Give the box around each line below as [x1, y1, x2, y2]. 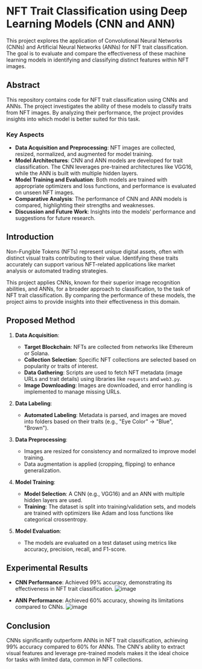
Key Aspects [6, 130, 45, 139]
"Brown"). [24, 424, 49, 432]
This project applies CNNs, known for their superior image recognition [6, 278, 181, 286]
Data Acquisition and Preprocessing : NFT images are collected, [14, 144, 176, 151]
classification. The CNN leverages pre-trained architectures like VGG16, [14, 163, 193, 171]
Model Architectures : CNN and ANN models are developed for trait [14, 157, 183, 164]
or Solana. [24, 350, 49, 357]
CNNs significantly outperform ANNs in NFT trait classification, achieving [6, 637, 188, 644]
